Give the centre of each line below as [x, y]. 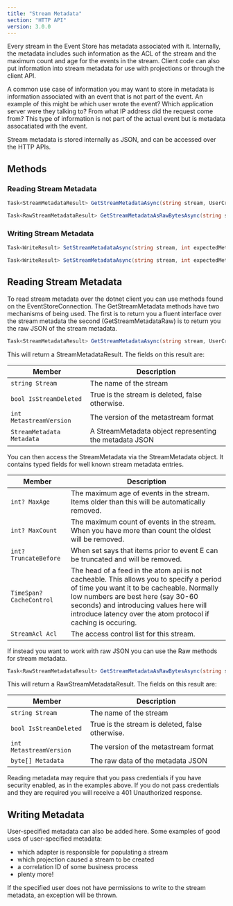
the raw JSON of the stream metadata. [62, 328]
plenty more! [35, 874]
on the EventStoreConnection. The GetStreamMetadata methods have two [113, 306]
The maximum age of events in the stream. [140, 493]
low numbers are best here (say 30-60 [135, 596]
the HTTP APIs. [29, 147]
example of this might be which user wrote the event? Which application [110, 104]
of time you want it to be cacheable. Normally [144, 588]
